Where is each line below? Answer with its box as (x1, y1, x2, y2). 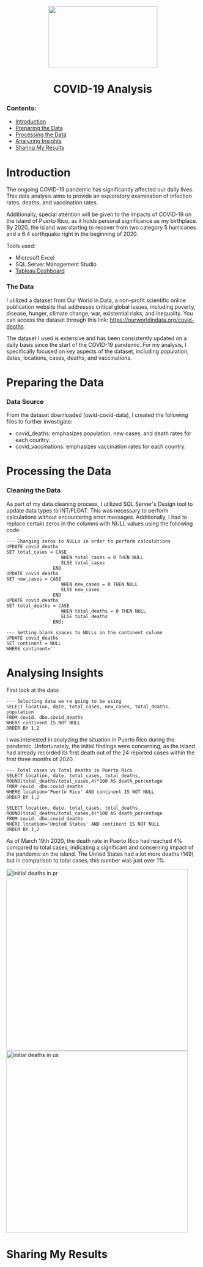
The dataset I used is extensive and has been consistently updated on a (6, 335, 187, 342)
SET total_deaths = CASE (6, 602, 70, 609)
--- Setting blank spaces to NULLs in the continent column (6, 629, 163, 635)
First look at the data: (6, 686, 60, 694)
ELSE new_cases (61, 586, 100, 592)
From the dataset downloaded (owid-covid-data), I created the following (6, 411, 188, 419)
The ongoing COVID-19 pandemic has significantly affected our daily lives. (6, 186, 194, 193)
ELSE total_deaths (61, 613, 108, 619)
